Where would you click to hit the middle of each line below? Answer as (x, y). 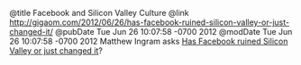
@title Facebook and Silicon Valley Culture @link (99, 13)
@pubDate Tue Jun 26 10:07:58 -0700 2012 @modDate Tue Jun (174, 32)
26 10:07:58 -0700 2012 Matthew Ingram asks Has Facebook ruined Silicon (149, 41)
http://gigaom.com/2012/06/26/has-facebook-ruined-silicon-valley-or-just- (150, 22)
